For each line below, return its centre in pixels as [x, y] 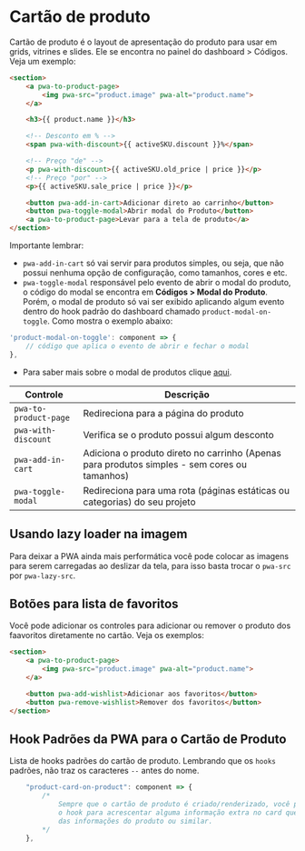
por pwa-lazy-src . [43, 576]
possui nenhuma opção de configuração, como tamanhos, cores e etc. [155, 273]
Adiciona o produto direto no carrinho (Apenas [182, 453]
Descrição [187, 395]
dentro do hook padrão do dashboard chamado [111, 312]
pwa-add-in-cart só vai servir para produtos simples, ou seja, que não [153, 263]
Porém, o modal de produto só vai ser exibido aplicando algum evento [153, 302]
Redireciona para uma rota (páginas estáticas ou [187, 490]
